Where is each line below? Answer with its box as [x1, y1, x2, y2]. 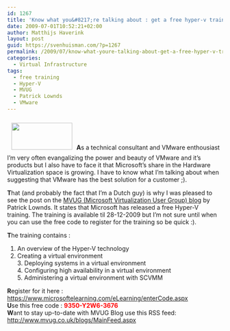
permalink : [7, 49, 38, 56]
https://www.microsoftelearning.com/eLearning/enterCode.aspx [7, 294, 188, 302]
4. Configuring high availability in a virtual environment [16, 266, 171, 274]
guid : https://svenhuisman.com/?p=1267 [7, 42, 121, 49]
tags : [7, 67, 23, 74]
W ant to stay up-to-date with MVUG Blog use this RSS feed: [7, 308, 177, 317]
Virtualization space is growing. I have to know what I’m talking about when [7, 168, 220, 176]
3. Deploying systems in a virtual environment [16, 258, 146, 267]
